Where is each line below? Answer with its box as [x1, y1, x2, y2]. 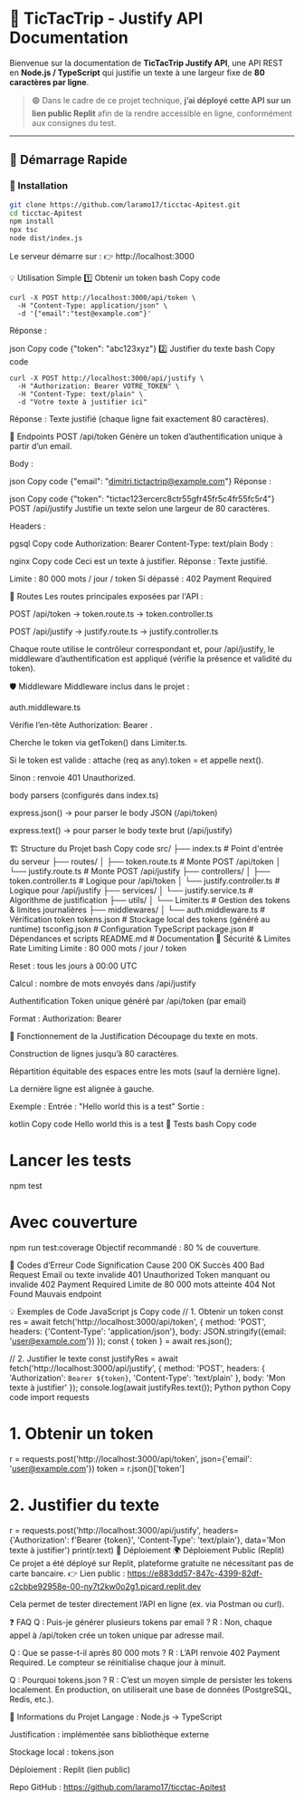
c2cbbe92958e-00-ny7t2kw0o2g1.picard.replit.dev [9, 1581, 202, 1592]
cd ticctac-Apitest [9, 209, 83, 218]
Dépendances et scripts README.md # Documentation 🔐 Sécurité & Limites [9, 933, 291, 944]
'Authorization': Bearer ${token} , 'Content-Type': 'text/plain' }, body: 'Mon [9, 1372, 286, 1383]
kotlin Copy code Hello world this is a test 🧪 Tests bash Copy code [9, 1119, 257, 1129]
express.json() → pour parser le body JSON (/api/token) [9, 807, 218, 818]
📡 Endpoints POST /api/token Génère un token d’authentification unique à [9, 431, 283, 442]
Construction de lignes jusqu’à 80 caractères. [9, 1048, 179, 1059]
